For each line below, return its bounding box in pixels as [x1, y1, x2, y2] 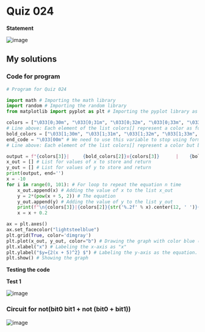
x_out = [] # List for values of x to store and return [6, 159, 151, 165]
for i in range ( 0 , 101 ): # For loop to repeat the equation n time [6, 181, 182, 187]
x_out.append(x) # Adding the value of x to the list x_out [17, 187, 173, 193]
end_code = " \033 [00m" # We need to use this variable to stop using [6, 136, 187, 143]
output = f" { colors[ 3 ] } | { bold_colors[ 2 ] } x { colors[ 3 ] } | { [6, 153, 193, 159]
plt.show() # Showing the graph [6, 255, 88, 261]
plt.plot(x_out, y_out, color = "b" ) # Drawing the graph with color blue [6, 238, 195, 244]
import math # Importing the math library [6, 97, 116, 103]
